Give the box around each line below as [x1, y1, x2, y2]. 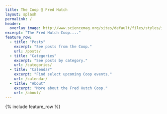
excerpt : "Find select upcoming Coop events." [14, 72, 112, 77]
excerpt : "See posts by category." [14, 58, 88, 63]
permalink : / [5, 16, 32, 21]
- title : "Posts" [9, 40, 46, 45]
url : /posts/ [14, 49, 41, 54]
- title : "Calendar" [9, 67, 52, 72]
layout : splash [5, 12, 37, 17]
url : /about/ [14, 90, 41, 95]
